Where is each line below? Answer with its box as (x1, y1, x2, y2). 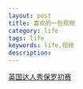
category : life (8, 26, 59, 34)
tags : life (8, 34, 45, 42)
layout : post (8, 11, 52, 20)
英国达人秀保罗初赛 (8, 72, 72, 81)
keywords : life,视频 (8, 42, 74, 50)
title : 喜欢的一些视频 (8, 19, 76, 27)
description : (8, 49, 52, 57)
